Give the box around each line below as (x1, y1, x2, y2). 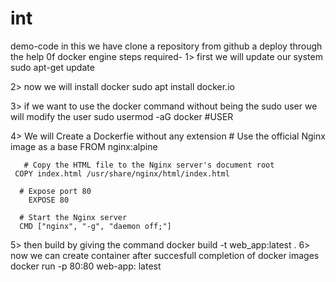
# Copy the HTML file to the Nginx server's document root (23, 160, 275, 170)
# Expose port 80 (19, 186, 92, 196)
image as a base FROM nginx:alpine (10, 140, 158, 152)
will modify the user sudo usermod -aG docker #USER (10, 110, 234, 122)
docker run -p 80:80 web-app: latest (10, 260, 162, 272)
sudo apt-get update (10, 61, 95, 73)
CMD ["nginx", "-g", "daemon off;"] (19, 221, 172, 231)
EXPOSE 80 (28, 195, 70, 205)
